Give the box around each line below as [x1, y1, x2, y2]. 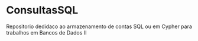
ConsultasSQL [6, 4, 79, 17]
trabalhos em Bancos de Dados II [6, 29, 87, 36]
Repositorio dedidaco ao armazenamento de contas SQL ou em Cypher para [6, 23, 192, 30]
